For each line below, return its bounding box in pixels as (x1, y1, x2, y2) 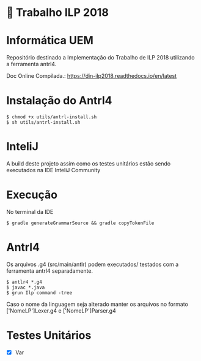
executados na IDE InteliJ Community (6, 167, 101, 173)
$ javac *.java (6, 284, 45, 291)
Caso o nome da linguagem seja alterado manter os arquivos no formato (6, 300, 188, 308)
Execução (6, 188, 58, 202)
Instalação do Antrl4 (6, 94, 112, 108)
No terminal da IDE (6, 208, 54, 215)
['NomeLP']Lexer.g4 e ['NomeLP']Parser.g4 (6, 306, 116, 314)
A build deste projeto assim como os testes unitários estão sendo (6, 160, 171, 167)
